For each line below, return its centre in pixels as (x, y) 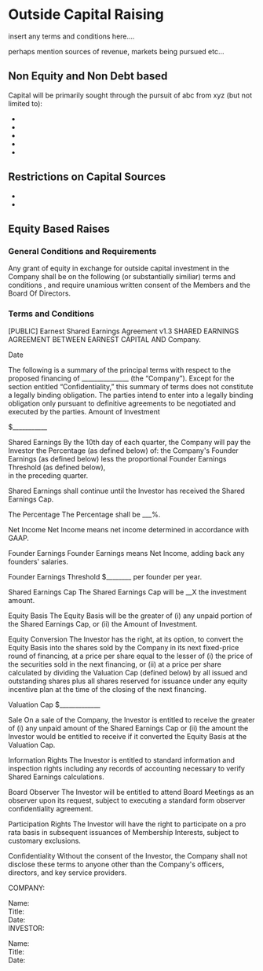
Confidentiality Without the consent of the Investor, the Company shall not (128, 855)
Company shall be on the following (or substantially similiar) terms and (122, 277)
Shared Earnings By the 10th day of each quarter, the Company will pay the (130, 442)
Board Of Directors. (40, 293)
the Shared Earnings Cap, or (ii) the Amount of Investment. (103, 623)
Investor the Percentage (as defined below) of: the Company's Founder (124, 451)
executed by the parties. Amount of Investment (84, 411)
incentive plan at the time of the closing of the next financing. (107, 689)
